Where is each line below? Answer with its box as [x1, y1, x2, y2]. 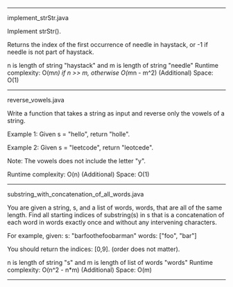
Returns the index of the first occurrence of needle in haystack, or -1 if [7, 41, 208, 48]
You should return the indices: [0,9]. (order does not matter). [7, 245, 180, 253]
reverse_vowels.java [7, 96, 64, 104]
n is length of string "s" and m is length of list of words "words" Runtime [7, 259, 214, 266]
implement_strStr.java [7, 14, 69, 21]
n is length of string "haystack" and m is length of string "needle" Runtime [7, 62, 218, 69]
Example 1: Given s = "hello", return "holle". [7, 130, 130, 138]
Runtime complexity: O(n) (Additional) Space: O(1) [7, 170, 150, 178]
